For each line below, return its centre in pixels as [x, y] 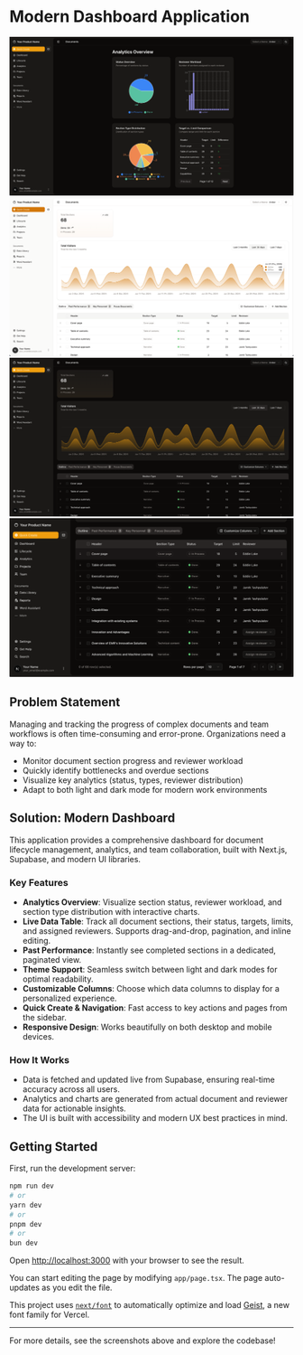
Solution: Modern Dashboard [92, 819]
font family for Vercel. [50, 1315]
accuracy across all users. [71, 1089]
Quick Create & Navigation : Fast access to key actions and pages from [155, 1007]
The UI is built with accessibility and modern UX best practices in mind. [155, 1118]
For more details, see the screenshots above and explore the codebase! [143, 1341]
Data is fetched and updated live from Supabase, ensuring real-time [148, 1080]
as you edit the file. [77, 1288]
